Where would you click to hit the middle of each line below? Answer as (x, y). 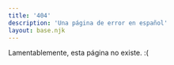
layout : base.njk (37, 30)
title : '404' (30, 15)
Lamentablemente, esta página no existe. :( (78, 53)
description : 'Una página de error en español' (88, 23)
